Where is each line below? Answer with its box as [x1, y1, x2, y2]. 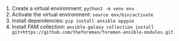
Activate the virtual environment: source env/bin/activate [11, 11, 154, 18]
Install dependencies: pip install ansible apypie [11, 17, 135, 24]
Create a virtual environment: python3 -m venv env [11, 5, 135, 12]
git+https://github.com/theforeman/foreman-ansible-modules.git [11, 29, 174, 35]
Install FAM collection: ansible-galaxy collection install [11, 23, 154, 30]
